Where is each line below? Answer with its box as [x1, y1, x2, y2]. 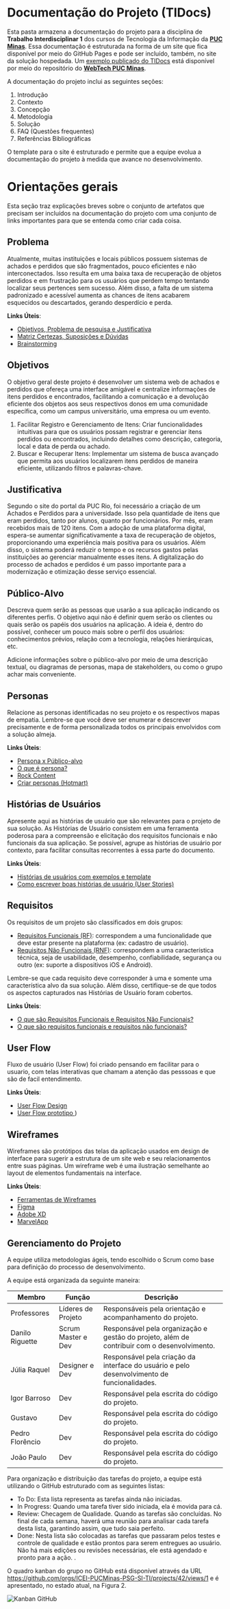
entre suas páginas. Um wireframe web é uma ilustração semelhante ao [7, 1162, 209, 1170]
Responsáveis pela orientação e [103, 1304, 206, 1313]
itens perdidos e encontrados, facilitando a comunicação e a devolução [7, 392, 209, 400]
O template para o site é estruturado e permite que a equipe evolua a [7, 148, 202, 156]
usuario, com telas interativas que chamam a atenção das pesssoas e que [7, 1068, 216, 1076]
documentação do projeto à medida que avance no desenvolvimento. [7, 155, 203, 163]
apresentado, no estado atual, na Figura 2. [7, 1582, 127, 1589]
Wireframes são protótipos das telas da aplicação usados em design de [7, 1147, 209, 1155]
